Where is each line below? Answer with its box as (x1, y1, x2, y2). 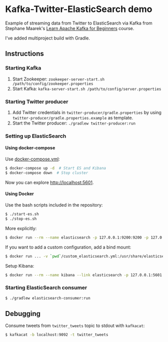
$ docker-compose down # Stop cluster (5, 170, 88, 175)
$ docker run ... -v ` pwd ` (5, 253, 61, 258)
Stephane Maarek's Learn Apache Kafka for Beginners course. (5, 25, 134, 31)
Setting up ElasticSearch (5, 132, 66, 139)
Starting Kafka (5, 64, 41, 71)
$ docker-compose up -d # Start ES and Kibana (5, 166, 106, 171)
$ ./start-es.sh (5, 211, 39, 216)
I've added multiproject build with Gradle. (5, 35, 90, 41)
